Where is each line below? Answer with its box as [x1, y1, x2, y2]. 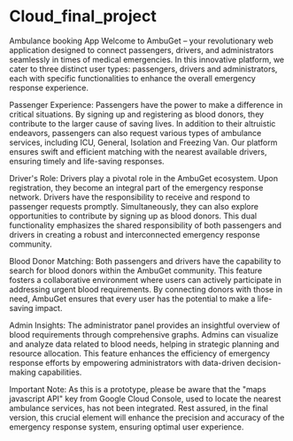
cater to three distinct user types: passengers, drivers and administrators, [9, 64, 278, 74]
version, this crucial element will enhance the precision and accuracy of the [9, 412, 285, 422]
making [9, 367, 37, 377]
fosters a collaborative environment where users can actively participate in [9, 274, 281, 285]
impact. [35, 302, 63, 313]
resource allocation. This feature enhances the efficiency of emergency [9, 347, 270, 359]
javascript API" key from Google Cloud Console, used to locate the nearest [9, 393, 281, 404]
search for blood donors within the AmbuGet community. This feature [9, 265, 263, 276]
